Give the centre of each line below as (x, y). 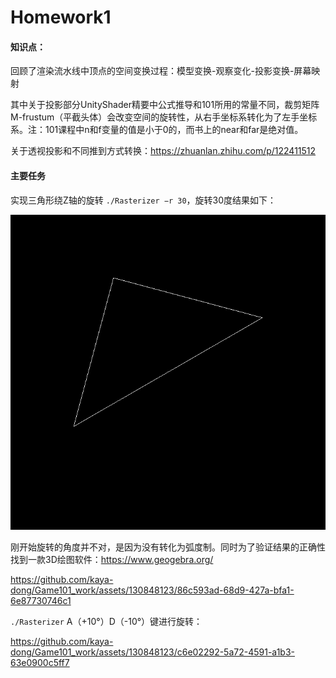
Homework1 (61, 17)
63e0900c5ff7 (40, 662)
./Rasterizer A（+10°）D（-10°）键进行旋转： (106, 621)
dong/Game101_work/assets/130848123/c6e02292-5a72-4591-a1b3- (152, 652)
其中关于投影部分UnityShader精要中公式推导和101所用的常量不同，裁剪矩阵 (165, 105)
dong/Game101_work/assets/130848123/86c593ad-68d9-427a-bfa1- (152, 590)
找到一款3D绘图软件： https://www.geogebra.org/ (112, 559)
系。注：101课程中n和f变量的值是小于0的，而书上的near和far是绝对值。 (157, 130)
